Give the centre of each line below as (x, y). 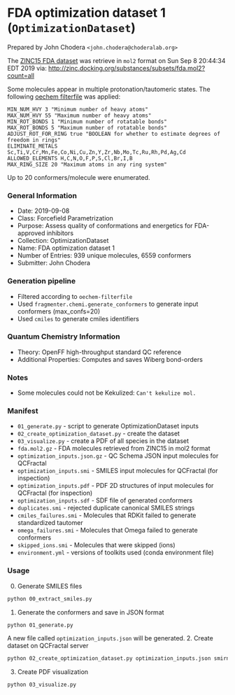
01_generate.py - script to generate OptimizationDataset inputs (108, 426)
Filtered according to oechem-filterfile (75, 296)
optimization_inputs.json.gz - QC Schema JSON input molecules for (118, 456)
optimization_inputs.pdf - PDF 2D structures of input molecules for (115, 486)
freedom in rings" (34, 140)
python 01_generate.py (40, 625)
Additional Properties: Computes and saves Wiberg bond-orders (110, 359)
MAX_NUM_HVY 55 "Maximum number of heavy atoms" (79, 115)
